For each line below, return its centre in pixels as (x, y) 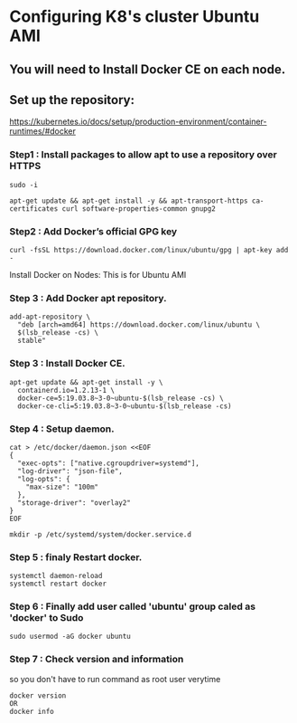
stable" (32, 341)
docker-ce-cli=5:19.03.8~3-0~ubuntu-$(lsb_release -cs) (125, 406)
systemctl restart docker (58, 584)
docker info (32, 711)
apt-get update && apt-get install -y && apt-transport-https (129, 201)
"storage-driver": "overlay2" (74, 503)
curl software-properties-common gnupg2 (139, 209)
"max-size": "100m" (62, 487)
